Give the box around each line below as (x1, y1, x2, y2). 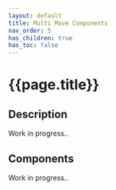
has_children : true (8, 34, 73, 42)
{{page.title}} (8, 76, 99, 94)
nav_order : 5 (8, 26, 52, 34)
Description (8, 107, 68, 121)
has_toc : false (8, 42, 59, 49)
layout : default (8, 11, 62, 20)
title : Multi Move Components (8, 19, 109, 27)
